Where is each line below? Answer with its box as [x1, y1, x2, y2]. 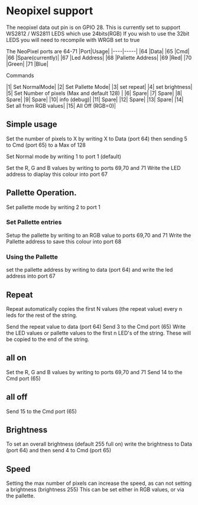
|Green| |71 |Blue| [6, 60, 48, 67]
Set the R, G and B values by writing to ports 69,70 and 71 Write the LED [6, 164, 181, 171]
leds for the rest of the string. [6, 311, 78, 319]
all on [6, 353, 27, 363]
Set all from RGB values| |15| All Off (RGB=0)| [6, 102, 116, 109]
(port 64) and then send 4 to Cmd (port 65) [6, 447, 111, 454]
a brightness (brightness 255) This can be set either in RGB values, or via [6, 486, 184, 493]
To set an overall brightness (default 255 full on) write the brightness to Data [6, 440, 192, 448]
